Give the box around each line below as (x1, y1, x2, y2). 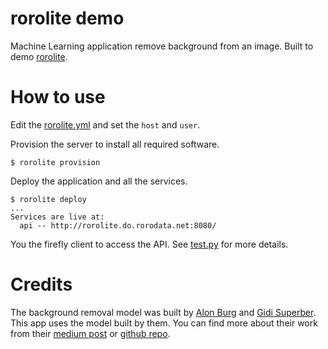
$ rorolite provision (10, 157, 101, 167)
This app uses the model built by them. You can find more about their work (10, 317, 318, 329)
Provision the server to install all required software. (10, 138, 220, 150)
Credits (10, 273, 73, 296)
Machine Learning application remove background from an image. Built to (10, 40, 314, 52)
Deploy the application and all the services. (10, 175, 188, 187)
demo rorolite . (10, 50, 68, 62)
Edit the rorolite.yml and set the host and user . (10, 118, 201, 131)
